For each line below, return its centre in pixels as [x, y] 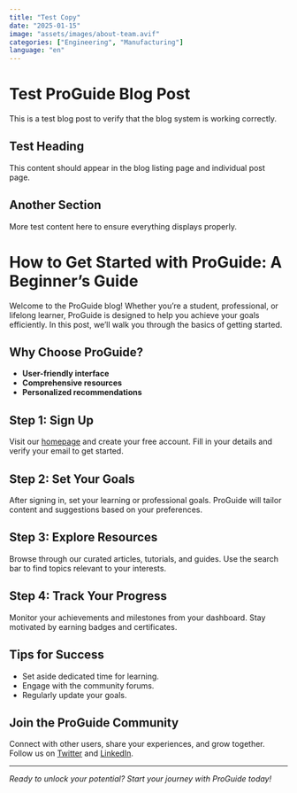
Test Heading [47, 147]
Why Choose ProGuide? [76, 352]
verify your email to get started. [66, 451]
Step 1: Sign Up [52, 420]
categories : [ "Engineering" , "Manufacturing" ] [96, 42]
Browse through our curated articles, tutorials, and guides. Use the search [144, 558]
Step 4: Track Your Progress [88, 596]
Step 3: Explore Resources [84, 537]
